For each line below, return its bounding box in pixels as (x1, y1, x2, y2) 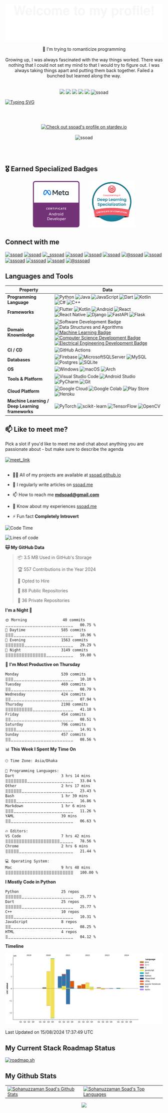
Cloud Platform (7, 388, 40, 394)
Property (19, 287, 38, 293)
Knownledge (7, 332, 34, 338)
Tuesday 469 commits (5, 682, 86, 687)
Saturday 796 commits (5, 722, 86, 727)
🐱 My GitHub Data (5, 544, 45, 551)
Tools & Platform (7, 376, 43, 382)
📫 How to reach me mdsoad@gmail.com (12, 491, 99, 498)
